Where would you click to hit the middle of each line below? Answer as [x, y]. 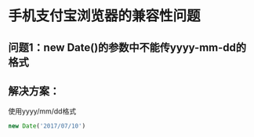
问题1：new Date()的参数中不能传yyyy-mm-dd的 [127, 47]
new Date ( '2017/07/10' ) [47, 126]
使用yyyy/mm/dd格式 [42, 111]
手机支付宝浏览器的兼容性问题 [105, 16]
